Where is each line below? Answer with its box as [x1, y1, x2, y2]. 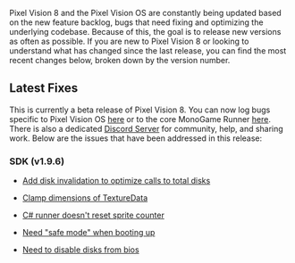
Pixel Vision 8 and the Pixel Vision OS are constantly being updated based [9, 8, 282, 18]
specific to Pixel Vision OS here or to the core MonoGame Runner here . [9, 113, 271, 124]
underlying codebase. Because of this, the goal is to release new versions [9, 27, 282, 37]
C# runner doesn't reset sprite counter [21, 210, 165, 221]
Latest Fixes [9, 80, 79, 96]
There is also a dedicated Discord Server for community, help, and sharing [9, 123, 283, 134]
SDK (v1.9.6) [9, 155, 65, 168]
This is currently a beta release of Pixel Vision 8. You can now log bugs [9, 104, 271, 115]
